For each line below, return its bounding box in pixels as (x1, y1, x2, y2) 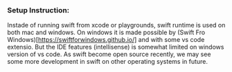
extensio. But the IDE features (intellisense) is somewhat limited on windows (7, 43, 224, 51)
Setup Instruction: (7, 5, 70, 15)
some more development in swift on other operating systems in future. (7, 58, 208, 66)
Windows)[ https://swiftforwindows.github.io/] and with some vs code (7, 36, 205, 44)
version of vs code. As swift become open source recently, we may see (7, 50, 211, 58)
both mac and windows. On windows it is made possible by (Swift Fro (7, 28, 206, 36)
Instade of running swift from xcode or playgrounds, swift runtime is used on (7, 21, 226, 29)
